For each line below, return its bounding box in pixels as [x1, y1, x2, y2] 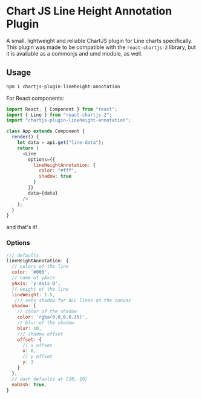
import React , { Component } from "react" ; [6, 106, 118, 112]
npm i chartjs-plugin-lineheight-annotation [6, 83, 120, 89]
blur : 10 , [17, 325, 42, 331]
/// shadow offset [17, 331, 64, 337]
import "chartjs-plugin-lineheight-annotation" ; [6, 117, 131, 123]
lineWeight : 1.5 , [11, 291, 56, 297]
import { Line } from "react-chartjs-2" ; [6, 112, 112, 118]
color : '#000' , [11, 269, 50, 276]
